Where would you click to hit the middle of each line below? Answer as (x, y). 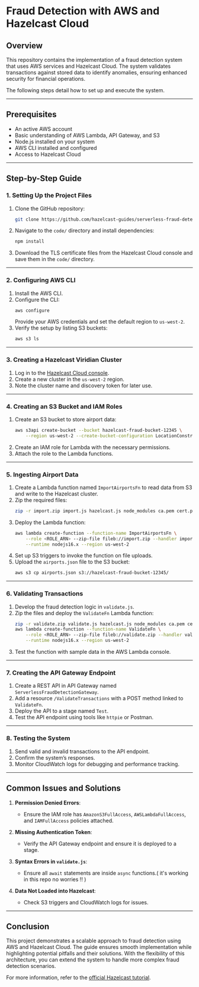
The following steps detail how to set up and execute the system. (85, 90)
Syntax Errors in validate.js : (51, 861)
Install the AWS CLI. (39, 293)
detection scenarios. (31, 966)
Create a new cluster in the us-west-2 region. (69, 379)
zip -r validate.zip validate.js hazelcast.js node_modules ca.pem (99, 624)
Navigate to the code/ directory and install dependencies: (84, 231)
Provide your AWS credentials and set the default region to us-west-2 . (100, 322)
